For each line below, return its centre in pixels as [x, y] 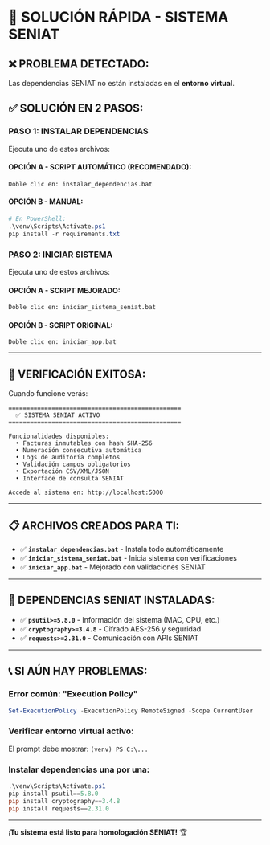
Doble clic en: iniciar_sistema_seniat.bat [82, 308]
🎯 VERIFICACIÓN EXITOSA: [77, 374]
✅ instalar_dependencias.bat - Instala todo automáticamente [122, 549]
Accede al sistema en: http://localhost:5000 [86, 493]
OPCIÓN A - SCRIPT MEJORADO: [64, 290]
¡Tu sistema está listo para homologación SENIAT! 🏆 [98, 832]
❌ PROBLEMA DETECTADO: [79, 64]
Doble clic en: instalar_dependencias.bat [80, 184]
